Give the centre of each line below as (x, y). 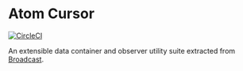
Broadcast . (26, 59)
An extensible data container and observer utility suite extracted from (122, 50)
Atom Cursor (52, 14)
